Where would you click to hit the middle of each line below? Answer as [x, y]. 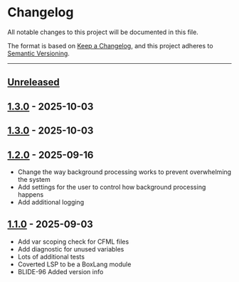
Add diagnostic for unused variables [71, 249]
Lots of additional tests [51, 256]
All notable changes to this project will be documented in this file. [103, 32]
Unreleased [34, 82]
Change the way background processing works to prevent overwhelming [124, 172]
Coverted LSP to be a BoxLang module [74, 264]
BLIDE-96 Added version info [60, 271]
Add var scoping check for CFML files [73, 242]
